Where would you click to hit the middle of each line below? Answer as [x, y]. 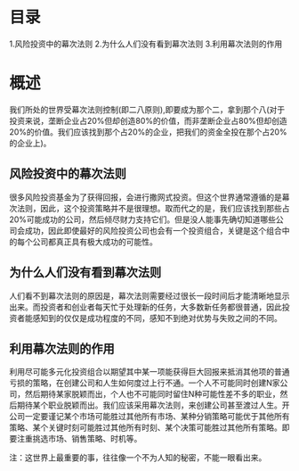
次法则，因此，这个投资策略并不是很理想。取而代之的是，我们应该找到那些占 [149, 208]
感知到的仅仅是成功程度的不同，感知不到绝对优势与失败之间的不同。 [157, 318]
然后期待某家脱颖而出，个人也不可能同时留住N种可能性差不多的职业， [152, 394]
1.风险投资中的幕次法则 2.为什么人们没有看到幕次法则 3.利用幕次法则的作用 [146, 44]
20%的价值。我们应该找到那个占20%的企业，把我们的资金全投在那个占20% [148, 132]
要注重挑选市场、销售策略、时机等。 [76, 439]
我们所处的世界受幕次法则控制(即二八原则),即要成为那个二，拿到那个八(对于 [147, 109]
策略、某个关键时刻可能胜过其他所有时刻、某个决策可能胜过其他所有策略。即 [149, 427]
